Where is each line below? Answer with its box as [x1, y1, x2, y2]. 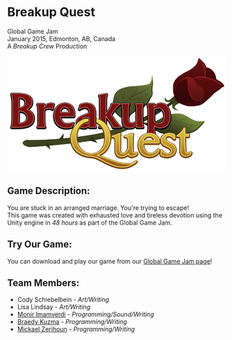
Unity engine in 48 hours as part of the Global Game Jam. [7, 218, 172, 227]
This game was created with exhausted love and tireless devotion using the [7, 211, 223, 219]
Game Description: [7, 185, 90, 197]
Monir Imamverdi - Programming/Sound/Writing [17, 310, 154, 318]
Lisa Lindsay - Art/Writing [17, 303, 91, 311]
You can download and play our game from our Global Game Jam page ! [7, 257, 213, 265]
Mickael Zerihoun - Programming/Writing [17, 325, 135, 334]
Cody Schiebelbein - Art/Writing [17, 296, 110, 304]
